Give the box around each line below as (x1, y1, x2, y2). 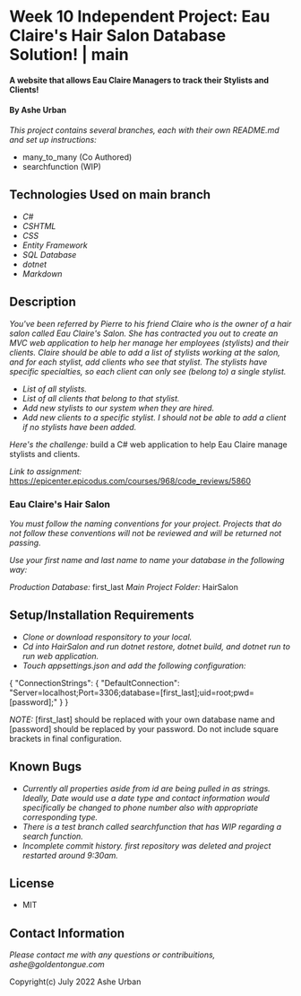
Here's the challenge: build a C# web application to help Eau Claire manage (9, 438, 288, 450)
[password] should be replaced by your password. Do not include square (9, 723, 279, 734)
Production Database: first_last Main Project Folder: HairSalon (9, 581, 239, 592)
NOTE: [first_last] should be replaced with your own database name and (9, 714, 276, 725)
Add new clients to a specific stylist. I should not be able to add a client (21, 411, 287, 423)
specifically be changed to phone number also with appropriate (21, 802, 259, 813)
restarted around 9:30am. (21, 850, 119, 860)
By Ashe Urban (9, 105, 67, 116)
